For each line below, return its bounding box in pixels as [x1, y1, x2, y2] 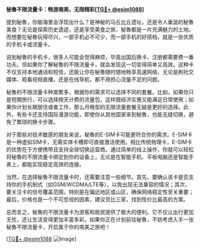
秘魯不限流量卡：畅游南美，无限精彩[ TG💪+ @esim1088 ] [6, 6, 145, 13]
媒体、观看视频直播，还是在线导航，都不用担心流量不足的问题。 [6, 76, 162, 83]
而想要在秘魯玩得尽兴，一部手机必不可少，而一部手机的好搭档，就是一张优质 [6, 33, 194, 41]
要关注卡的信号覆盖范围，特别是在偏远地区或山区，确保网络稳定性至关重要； [6, 188, 194, 196]
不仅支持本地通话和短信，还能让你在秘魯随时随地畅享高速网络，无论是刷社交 [6, 69, 194, 75]
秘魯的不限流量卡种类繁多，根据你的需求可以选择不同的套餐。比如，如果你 [6, 89, 189, 95]
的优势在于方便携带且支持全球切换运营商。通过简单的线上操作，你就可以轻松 [6, 146, 194, 153]
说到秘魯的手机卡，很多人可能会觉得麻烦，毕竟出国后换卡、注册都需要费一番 [6, 54, 194, 60]
